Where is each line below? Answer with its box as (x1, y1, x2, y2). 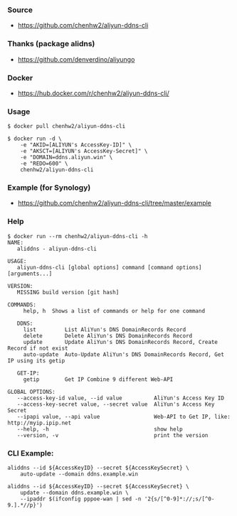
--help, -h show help (16, 425, 183, 433)
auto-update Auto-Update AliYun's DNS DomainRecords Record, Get (23, 350, 224, 358)
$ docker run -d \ (7, 135, 62, 143)
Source (7, 5, 33, 15)
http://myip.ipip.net (7, 419, 72, 426)
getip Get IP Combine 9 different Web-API (23, 375, 174, 383)
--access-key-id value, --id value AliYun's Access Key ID (16, 394, 224, 402)
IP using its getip (7, 357, 65, 364)
